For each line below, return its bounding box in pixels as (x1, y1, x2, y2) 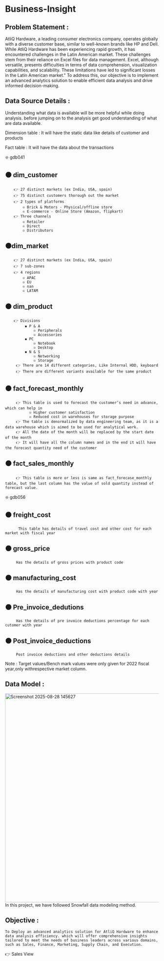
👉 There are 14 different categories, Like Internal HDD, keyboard (16, 363, 159, 368)
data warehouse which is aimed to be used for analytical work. (5, 425, 139, 430)
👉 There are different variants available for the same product (16, 369, 152, 374)
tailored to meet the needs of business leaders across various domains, (5, 938, 159, 943)
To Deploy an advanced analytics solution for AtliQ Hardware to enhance (5, 929, 159, 934)
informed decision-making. (5, 83, 60, 89)
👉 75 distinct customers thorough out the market (14, 193, 119, 198)
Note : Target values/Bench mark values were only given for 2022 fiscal (5, 660, 149, 666)
